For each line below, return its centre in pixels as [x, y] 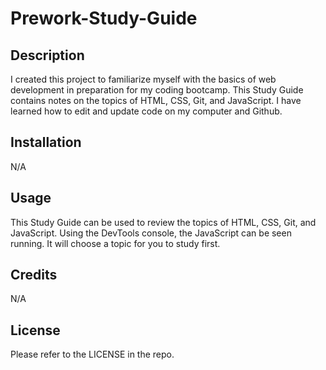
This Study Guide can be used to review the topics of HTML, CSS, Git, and [163, 222]
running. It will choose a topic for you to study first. [115, 243]
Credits [34, 275]
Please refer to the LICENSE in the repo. [92, 354]
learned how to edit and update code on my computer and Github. [146, 111]
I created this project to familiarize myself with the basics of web [143, 79]
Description [47, 55]
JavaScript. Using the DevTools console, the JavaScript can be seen [151, 233]
